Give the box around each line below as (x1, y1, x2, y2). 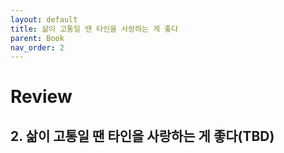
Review (10, 86, 73, 108)
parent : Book (10, 33, 65, 43)
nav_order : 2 (10, 42, 65, 53)
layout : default (10, 14, 78, 25)
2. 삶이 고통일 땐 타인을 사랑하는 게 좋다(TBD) (10, 127, 275, 145)
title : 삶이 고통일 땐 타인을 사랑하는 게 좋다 (10, 24, 179, 34)
